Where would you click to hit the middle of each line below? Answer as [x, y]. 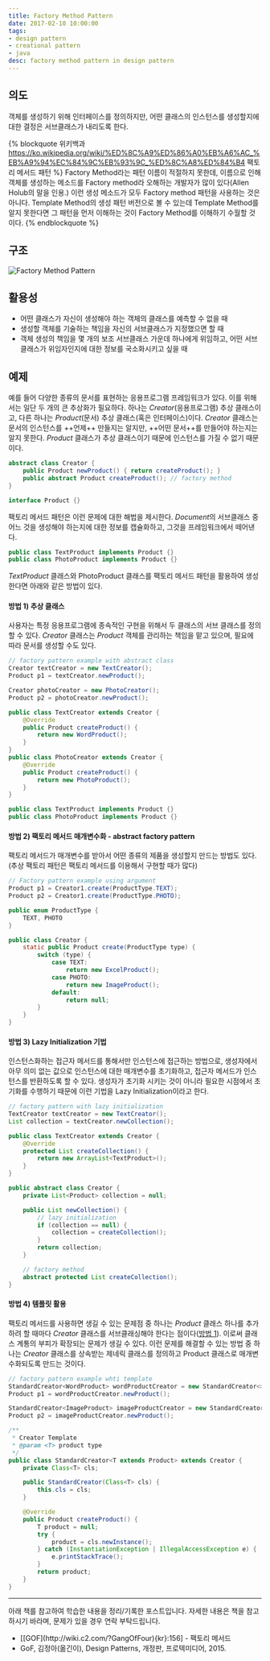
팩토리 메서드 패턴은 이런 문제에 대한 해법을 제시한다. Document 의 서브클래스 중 [133, 517]
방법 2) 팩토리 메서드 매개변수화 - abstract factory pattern [102, 836]
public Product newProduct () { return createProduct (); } [122, 471]
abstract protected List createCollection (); [100, 1277]
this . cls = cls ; [64, 1490]
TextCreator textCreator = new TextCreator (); [88, 1114]
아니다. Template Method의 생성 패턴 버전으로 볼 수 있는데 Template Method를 [134, 202]
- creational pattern [45, 46]
